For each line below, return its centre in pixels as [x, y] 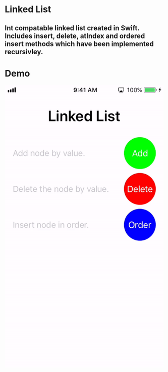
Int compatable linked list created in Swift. [72, 28]
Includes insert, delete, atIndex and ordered [75, 36]
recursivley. [24, 52]
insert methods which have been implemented [79, 44]
